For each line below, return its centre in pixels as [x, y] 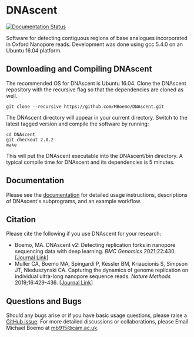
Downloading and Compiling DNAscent [79, 69]
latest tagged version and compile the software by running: [78, 124]
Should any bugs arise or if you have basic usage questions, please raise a [96, 315]
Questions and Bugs [44, 301]
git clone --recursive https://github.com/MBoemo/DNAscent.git [85, 107]
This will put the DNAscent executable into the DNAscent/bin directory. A [95, 156]
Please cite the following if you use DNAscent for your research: [84, 234]
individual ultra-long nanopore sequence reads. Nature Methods [93, 276]
